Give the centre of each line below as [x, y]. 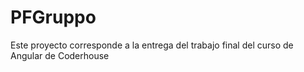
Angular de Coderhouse [60, 55]
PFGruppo [53, 17]
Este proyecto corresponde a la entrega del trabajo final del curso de [152, 45]
